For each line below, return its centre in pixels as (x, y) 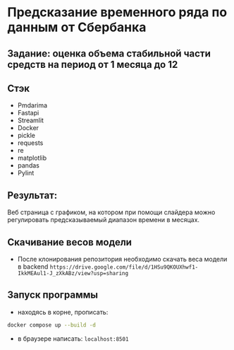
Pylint (26, 173)
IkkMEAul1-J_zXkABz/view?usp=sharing (73, 274)
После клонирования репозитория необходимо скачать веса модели (122, 259)
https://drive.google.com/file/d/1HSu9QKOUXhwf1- (124, 267)
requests (30, 143)
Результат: (32, 195)
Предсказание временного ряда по (117, 12)
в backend (33, 267)
